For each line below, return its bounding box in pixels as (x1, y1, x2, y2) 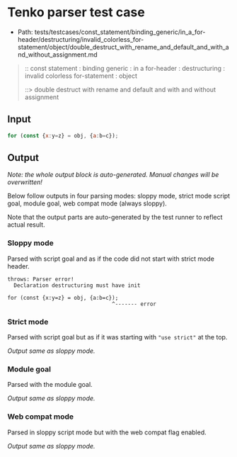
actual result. (7, 220, 45, 229)
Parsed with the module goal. (7, 380, 93, 389)
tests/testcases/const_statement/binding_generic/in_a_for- (34, 28, 206, 36)
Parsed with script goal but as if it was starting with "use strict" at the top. (7, 333, 228, 342)
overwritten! (7, 178, 42, 186)
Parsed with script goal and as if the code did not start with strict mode (7, 254, 214, 263)
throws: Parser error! (7, 276, 74, 283)
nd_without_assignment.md (17, 50, 98, 59)
